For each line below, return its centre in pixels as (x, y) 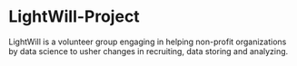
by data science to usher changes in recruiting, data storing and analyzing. (148, 51)
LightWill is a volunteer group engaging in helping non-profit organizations (148, 42)
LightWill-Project (74, 17)
